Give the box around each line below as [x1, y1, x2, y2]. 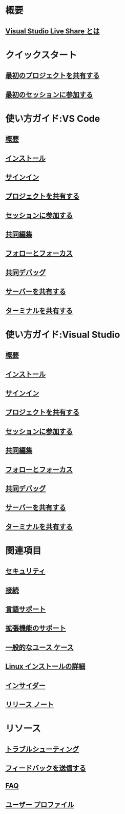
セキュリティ [5, 567, 46, 576]
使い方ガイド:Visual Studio [5, 329, 120, 340]
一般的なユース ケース [5, 643, 74, 652]
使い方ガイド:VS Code [5, 112, 100, 124]
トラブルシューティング [5, 745, 79, 753]
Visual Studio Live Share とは [5, 27, 100, 35]
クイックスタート [5, 49, 77, 61]
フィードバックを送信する [5, 764, 86, 773]
